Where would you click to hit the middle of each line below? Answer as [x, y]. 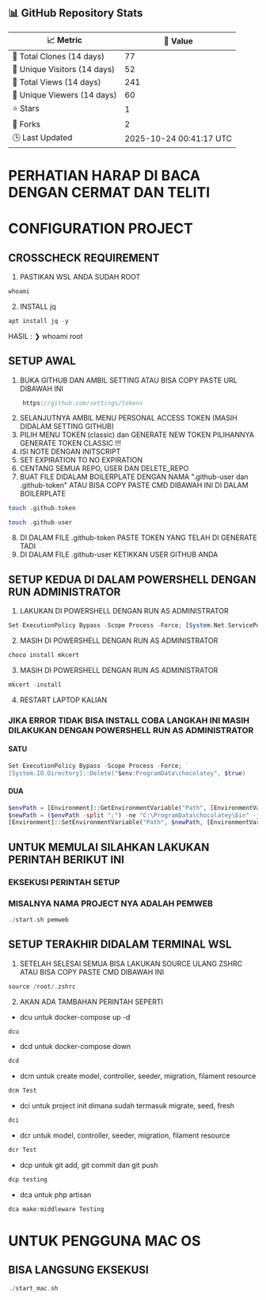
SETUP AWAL [42, 361]
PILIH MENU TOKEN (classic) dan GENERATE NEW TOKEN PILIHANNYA [137, 435]
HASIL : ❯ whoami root [46, 336]
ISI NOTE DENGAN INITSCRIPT [70, 452]
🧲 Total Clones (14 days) [59, 56]
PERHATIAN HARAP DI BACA [104, 176]
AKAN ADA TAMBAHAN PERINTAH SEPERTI [91, 1002]
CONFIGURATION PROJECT [101, 229]
